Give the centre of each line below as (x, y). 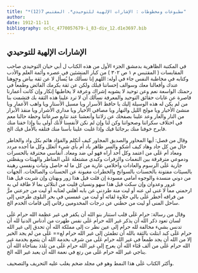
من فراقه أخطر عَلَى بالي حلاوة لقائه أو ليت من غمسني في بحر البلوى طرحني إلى (95, 197)
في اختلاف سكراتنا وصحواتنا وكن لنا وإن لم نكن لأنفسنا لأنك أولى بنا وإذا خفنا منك (95, 123)
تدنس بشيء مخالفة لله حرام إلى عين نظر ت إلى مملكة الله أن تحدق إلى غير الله (94, 227)
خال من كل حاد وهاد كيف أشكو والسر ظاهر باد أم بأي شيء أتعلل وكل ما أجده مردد (97, 147)
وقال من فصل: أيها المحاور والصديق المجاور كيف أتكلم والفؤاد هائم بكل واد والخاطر (97, 140)
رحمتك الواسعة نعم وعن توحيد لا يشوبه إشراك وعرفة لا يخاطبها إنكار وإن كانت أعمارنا (99, 91)
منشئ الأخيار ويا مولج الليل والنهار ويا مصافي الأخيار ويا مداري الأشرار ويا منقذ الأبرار (98, 110)
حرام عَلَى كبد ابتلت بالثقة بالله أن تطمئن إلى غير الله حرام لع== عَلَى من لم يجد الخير (99, 233)
